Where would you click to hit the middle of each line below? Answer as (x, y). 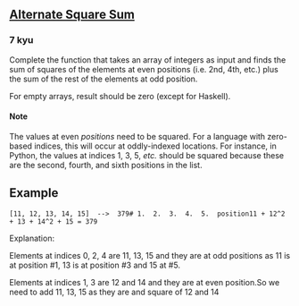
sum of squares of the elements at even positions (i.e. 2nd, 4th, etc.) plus (144, 69)
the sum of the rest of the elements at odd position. (104, 79)
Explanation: (32, 238)
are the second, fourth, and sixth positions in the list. (106, 165)
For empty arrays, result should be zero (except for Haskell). (120, 96)
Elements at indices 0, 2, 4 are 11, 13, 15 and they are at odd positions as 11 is (150, 255)
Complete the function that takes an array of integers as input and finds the (148, 59)
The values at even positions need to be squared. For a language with (137, 136)
